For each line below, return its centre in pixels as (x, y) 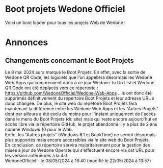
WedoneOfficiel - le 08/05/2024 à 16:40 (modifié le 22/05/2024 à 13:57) (78, 161)
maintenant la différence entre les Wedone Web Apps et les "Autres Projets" (82, 108)
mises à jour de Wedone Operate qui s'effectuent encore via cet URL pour (80, 150)
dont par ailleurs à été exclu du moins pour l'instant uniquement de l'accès (81, 114)
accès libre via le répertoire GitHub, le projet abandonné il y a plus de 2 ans (81, 124)
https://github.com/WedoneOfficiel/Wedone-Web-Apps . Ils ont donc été (79, 93)
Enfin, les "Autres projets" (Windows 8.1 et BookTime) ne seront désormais (80, 134)
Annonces (27, 42)
